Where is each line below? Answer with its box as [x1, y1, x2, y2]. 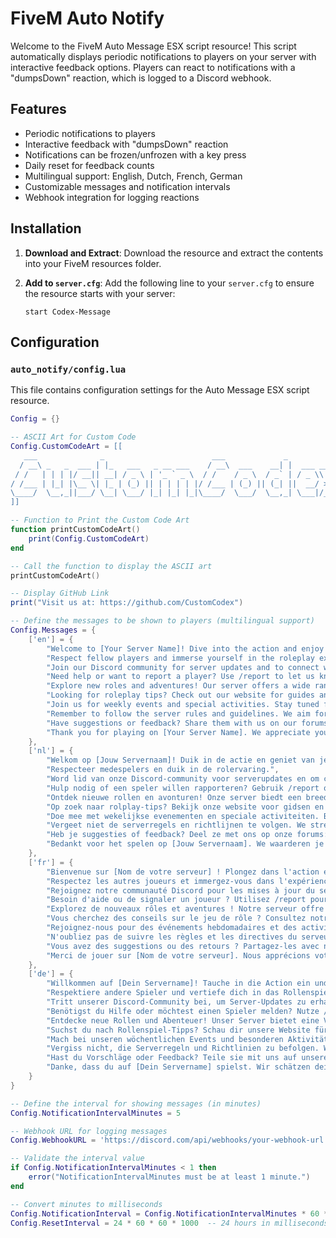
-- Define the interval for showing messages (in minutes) [10, 1098, 262, 1109]
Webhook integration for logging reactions [24, 191, 200, 203]
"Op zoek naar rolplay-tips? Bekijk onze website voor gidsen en [46, 802, 325, 812]
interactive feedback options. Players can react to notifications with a [10, 61, 296, 73]
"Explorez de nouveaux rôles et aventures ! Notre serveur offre [46, 904, 325, 914]
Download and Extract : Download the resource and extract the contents [24, 247, 324, 259]
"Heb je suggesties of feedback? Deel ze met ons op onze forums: [46, 830, 329, 840]
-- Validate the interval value [10, 1153, 145, 1164]
